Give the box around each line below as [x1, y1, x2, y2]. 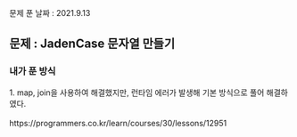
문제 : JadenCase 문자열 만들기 [9, 36, 176, 52]
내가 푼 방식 [9, 65, 56, 77]
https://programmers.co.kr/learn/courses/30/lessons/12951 [9, 117, 227, 128]
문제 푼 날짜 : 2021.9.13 [9, 8, 91, 18]
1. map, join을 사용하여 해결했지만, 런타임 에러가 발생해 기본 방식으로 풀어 [9, 87, 265, 98]
